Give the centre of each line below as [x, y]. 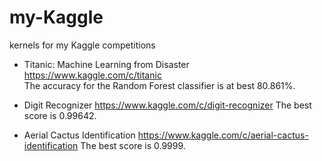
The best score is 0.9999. [133, 145]
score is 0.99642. [60, 115]
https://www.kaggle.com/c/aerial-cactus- [223, 135]
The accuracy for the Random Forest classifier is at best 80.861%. [159, 85]
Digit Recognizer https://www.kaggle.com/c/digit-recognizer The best [167, 105]
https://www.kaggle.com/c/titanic [92, 75]
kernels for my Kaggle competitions [82, 45]
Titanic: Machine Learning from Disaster [106, 64]
